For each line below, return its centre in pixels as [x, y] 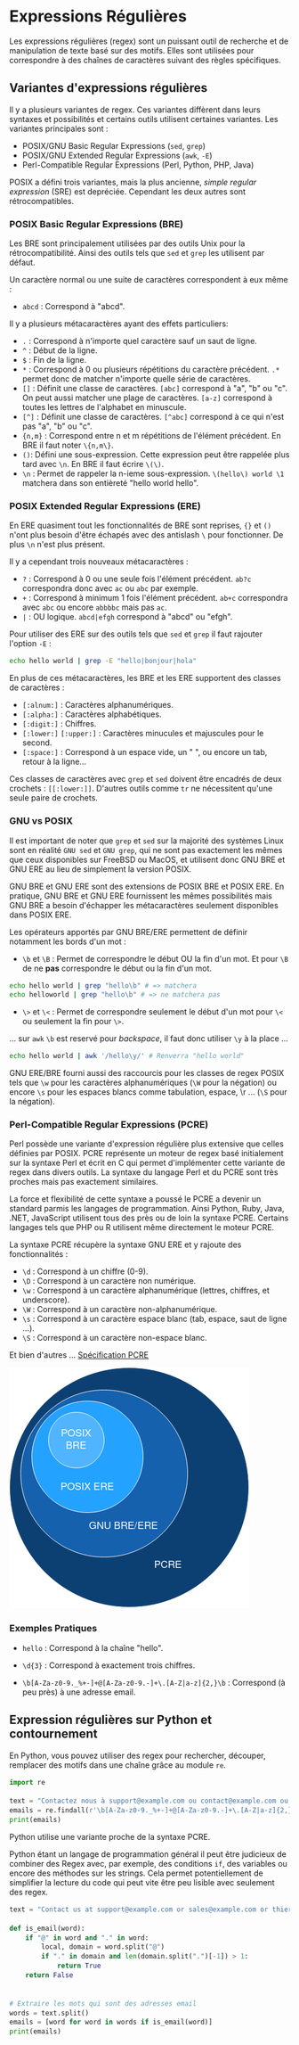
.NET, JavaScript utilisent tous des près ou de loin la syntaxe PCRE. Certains [149, 1218]
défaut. [22, 263]
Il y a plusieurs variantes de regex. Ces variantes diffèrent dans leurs [135, 110]
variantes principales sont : [59, 128]
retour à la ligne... [54, 762]
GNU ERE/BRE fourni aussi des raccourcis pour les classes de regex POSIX [147, 1073]
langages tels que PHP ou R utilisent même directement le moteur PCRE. [142, 1228]
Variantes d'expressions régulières [108, 88]
